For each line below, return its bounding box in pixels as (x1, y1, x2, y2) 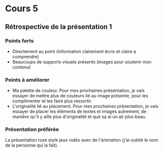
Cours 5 (5, 3, 39, 14)
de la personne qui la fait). (5, 142, 58, 148)
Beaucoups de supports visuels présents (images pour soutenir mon (12, 59, 152, 64)
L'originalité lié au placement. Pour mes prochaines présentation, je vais (12, 103, 159, 109)
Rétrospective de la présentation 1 (5, 23, 112, 31)
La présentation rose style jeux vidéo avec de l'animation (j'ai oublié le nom (5, 137, 159, 143)
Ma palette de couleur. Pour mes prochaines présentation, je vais (12, 88, 145, 93)
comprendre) (12, 54, 40, 60)
